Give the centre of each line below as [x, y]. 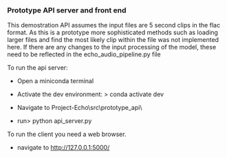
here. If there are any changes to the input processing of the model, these [112, 47]
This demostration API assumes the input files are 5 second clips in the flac [114, 25]
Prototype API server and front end [67, 10]
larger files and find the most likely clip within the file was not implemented [113, 40]
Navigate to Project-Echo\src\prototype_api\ [79, 108]
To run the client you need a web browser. [67, 134]
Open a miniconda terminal [55, 81]
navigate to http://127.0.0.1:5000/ [63, 148]
